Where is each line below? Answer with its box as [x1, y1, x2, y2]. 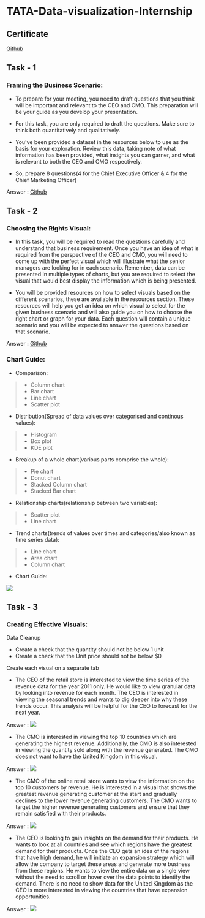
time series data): [15, 536, 60, 543]
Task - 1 [6, 63, 37, 73]
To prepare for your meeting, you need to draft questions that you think [15, 95, 195, 102]
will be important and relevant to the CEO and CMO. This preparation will [15, 101, 199, 108]
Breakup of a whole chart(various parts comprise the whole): [15, 455, 170, 463]
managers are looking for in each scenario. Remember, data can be [15, 264, 185, 271]
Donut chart [30, 474, 61, 482]
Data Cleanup [6, 634, 41, 642]
